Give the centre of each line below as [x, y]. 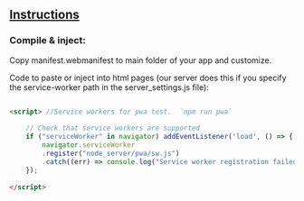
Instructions [44, 15]
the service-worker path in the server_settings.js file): [109, 87]
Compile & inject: [47, 41]
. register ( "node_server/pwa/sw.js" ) [111, 154]
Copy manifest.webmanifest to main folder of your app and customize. [141, 60]
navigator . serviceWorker [89, 145]
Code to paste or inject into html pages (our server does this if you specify [148, 78]
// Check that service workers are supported [113, 128]
